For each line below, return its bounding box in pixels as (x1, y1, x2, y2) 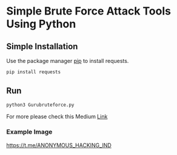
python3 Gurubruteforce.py (6, 102, 75, 108)
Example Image (6, 128, 53, 136)
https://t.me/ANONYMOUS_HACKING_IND (6, 141, 112, 149)
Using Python (6, 17, 76, 31)
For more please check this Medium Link (6, 113, 108, 120)
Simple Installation (6, 41, 78, 51)
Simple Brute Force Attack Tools (6, 4, 172, 18)
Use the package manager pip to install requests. (6, 58, 129, 64)
